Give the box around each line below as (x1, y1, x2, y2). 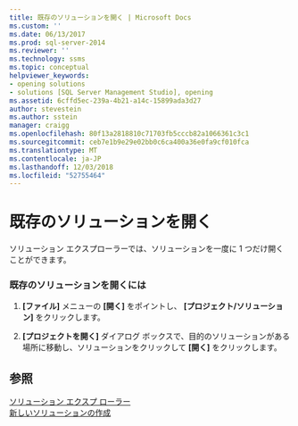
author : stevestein (9, 104, 82, 113)
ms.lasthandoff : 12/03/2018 (9, 163, 114, 171)
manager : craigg (9, 121, 70, 130)
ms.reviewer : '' (9, 46, 70, 55)
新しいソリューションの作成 (9, 407, 112, 418)
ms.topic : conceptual (9, 63, 90, 72)
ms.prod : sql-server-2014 (9, 38, 105, 47)
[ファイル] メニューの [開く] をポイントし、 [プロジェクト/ (21, 301, 237, 312)
